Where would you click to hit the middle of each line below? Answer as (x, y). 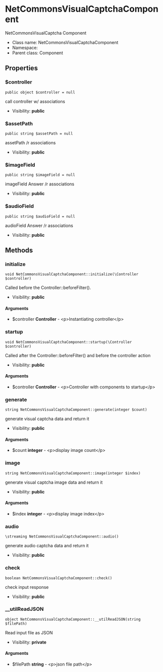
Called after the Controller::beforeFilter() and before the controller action (78, 355)
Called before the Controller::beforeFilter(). (48, 288)
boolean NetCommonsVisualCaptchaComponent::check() (59, 578)
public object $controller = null (40, 92)
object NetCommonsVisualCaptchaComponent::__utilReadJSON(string (73, 619)
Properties (21, 68)
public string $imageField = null (40, 175)
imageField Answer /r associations (40, 184)
